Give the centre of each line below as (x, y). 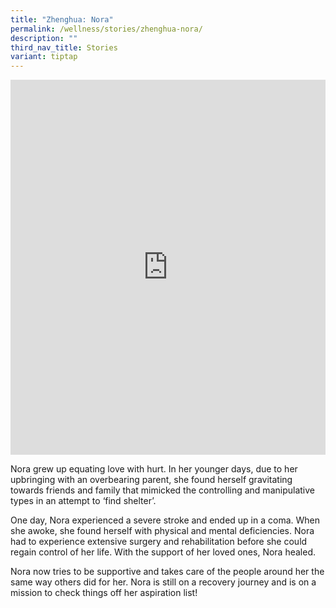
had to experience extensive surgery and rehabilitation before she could (159, 542)
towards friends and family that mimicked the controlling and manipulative (162, 490)
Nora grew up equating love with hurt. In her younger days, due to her (154, 469)
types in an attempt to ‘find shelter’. (83, 501)
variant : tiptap (44, 57)
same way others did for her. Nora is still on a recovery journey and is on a (163, 582)
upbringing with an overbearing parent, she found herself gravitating (151, 480)
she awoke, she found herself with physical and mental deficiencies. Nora (162, 531)
